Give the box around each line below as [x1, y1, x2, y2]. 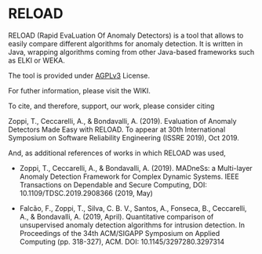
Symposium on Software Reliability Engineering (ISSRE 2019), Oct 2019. [8, 132, 239, 142]
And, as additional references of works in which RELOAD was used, [8, 148, 226, 158]
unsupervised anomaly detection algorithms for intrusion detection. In [19, 220, 246, 230]
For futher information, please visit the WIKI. [8, 85, 151, 95]
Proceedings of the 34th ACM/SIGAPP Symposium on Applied [19, 228, 220, 238]
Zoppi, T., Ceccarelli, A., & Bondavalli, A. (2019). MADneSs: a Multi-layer [19, 163, 253, 172]
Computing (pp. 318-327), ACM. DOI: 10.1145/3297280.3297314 [19, 237, 225, 246]
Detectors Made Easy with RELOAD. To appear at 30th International [8, 125, 226, 134]
